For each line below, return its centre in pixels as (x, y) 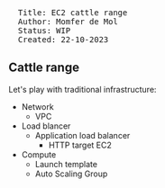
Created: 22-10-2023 (63, 40)
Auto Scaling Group (71, 174)
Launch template (66, 164)
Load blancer (46, 126)
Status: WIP (44, 31)
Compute (39, 154)
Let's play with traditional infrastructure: (82, 89)
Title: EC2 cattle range (73, 13)
